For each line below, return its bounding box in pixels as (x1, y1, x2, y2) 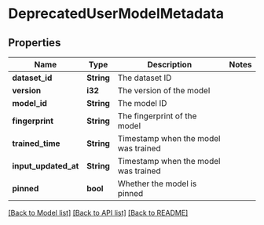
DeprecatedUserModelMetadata (8, 5, 225, 23)
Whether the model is (117, 178, 197, 189)
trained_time (12, 138, 60, 149)
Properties (8, 36, 61, 49)
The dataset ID (117, 72, 172, 83)
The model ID (117, 98, 167, 108)
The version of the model (117, 85, 211, 96)
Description (147, 60, 192, 70)
